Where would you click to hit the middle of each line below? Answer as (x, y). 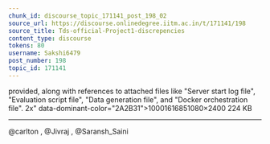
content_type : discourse (50, 38)
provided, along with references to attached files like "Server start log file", (132, 91)
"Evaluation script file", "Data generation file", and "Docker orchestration (128, 99)
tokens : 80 (27, 46)
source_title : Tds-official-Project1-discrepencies (96, 31)
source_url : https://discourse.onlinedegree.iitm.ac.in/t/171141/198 (127, 23)
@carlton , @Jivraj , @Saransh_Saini (68, 131)
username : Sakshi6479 (45, 53)
